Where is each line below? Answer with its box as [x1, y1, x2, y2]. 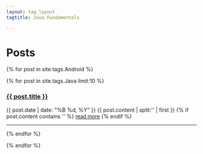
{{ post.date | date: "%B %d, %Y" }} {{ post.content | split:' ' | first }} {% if [6, 106, 189, 114]
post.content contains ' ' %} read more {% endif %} [6, 112, 132, 120]
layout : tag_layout [6, 8, 56, 15]
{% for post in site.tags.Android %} [6, 66, 94, 73]
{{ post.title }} [6, 92, 48, 101]
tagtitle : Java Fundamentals [6, 14, 80, 21]
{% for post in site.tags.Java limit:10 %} [6, 77, 105, 85]
